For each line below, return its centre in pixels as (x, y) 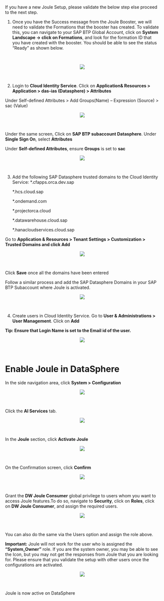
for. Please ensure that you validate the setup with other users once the (77, 559)
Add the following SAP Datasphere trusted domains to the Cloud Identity (85, 177)
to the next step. (22, 12)
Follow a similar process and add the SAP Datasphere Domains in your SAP (81, 282)
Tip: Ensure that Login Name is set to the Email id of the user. (68, 330)
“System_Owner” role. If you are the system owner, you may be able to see (82, 549)
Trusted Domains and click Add (37, 244)
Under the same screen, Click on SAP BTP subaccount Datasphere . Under (81, 134)
